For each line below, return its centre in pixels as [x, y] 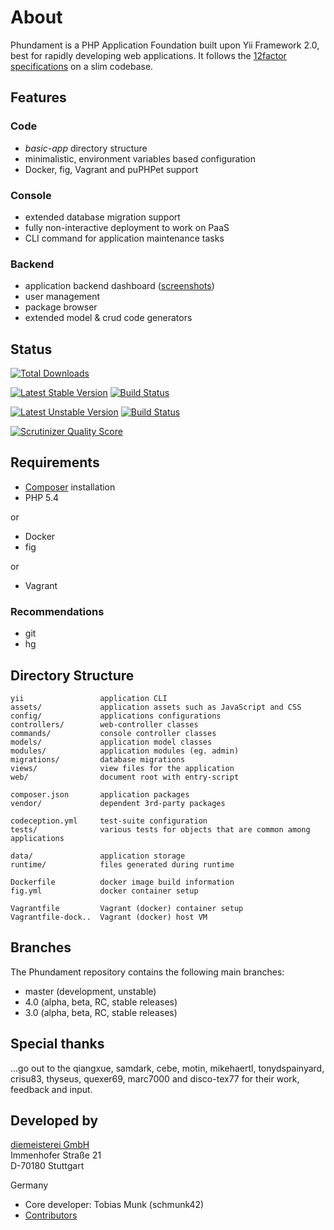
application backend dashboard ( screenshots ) [119, 286]
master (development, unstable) [90, 991]
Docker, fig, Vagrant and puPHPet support [111, 169]
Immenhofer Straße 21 [56, 1155]
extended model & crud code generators [108, 318]
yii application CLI [89, 698]
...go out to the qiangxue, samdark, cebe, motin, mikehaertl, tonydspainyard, [167, 1068]
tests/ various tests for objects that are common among [160, 829]
